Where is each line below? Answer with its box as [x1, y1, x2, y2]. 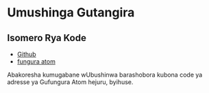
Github [16, 50, 36, 58]
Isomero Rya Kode [7, 32, 87, 44]
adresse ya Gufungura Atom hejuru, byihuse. [7, 78, 134, 86]
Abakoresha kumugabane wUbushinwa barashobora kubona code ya [7, 70, 203, 79]
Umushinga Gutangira [7, 5, 135, 21]
